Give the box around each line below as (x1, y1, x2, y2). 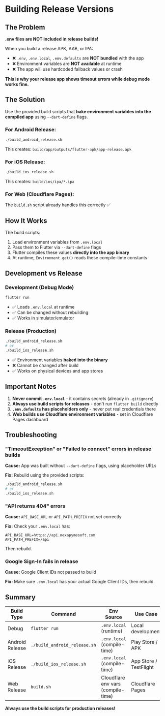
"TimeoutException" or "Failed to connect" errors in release (5, 445, 152, 452)
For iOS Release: (5, 158, 45, 165)
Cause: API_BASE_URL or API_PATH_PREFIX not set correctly (5, 514, 122, 520)
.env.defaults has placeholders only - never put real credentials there (12, 406, 156, 412)
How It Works (5, 217, 48, 225)
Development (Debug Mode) (5, 284, 74, 291)
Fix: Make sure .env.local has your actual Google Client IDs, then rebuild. (5, 579, 155, 585)
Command (51, 611, 76, 618)
